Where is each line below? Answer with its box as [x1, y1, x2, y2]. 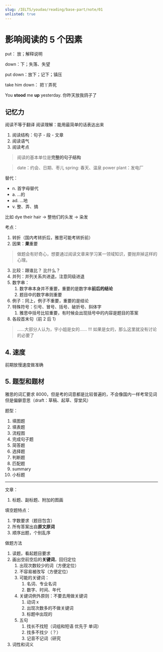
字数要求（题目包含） [12, 517, 55, 523]
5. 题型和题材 [5, 377, 45, 386]
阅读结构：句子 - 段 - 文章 [12, 132, 64, 138]
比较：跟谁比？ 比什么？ [12, 268, 61, 274]
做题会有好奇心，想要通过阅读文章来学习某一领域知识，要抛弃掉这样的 [16, 251, 158, 257]
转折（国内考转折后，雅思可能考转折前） [12, 235, 93, 240]
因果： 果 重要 [12, 241, 38, 247]
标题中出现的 [26, 611, 52, 617]
